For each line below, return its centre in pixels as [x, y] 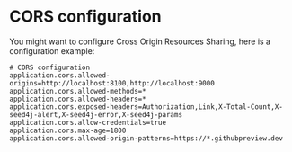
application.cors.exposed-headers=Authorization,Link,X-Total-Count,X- [146, 107]
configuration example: [52, 50]
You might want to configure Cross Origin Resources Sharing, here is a [140, 41]
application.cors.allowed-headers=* [78, 99]
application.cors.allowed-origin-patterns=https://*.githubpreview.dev [146, 138]
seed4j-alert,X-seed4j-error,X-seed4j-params [96, 114]
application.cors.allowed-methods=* [78, 91]
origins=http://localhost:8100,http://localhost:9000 [112, 83]
